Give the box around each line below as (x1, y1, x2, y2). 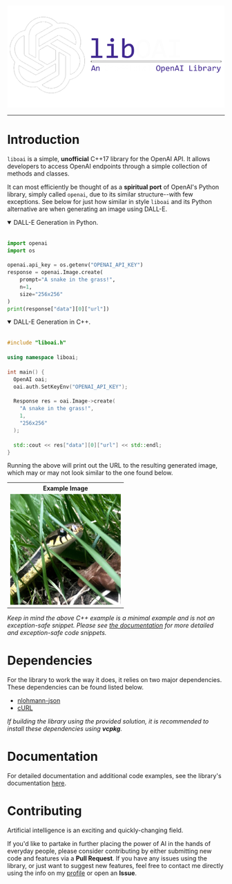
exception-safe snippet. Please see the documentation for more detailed (7, 621, 214, 629)
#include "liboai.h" (7, 340, 67, 347)
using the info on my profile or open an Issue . (7, 869, 137, 877)
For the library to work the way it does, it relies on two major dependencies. (7, 675, 222, 683)
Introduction (7, 131, 80, 147)
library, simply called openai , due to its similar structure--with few (7, 190, 193, 199)
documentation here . (7, 779, 67, 787)
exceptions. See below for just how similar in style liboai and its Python (7, 197, 212, 205)
